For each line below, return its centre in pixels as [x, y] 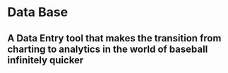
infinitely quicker [46, 60]
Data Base [38, 12]
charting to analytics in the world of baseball [108, 49]
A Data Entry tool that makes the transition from [114, 38]
